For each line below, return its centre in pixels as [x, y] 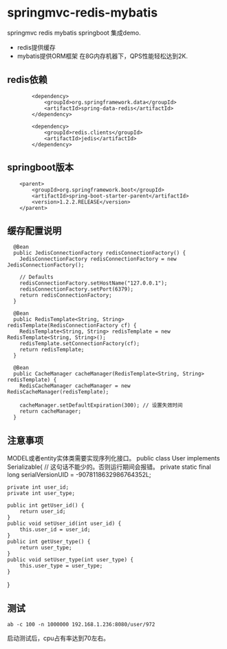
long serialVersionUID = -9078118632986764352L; [79, 475]
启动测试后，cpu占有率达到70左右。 [58, 638]
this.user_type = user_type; [61, 566]
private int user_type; [41, 494]
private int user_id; [38, 487]
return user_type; [46, 548]
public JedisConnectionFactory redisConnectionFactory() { [100, 253]
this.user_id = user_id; [55, 530]
